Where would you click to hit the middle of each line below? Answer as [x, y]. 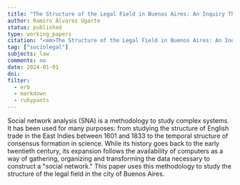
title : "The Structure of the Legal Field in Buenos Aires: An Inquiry [116, 14]
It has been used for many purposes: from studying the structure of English [118, 128]
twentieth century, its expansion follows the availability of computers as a [115, 151]
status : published [35, 27]
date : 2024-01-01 [33, 67]
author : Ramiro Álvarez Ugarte [54, 21]
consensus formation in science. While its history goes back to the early [114, 143]
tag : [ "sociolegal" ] [38, 47]
